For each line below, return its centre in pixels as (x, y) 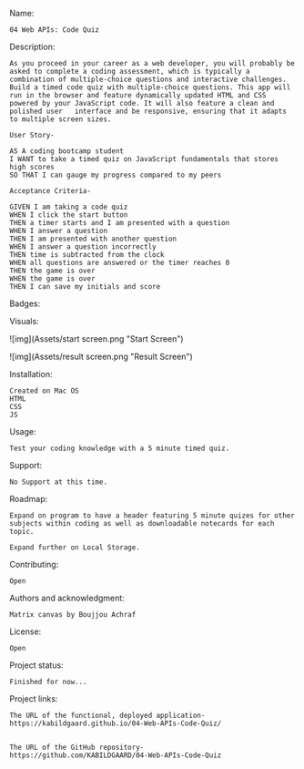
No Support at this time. (58, 482)
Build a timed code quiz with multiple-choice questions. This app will (150, 87)
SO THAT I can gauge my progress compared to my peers (116, 175)
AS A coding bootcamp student (67, 151)
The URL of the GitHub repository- (77, 747)
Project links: (34, 699)
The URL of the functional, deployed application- (107, 715)
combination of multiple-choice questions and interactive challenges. (148, 79)
